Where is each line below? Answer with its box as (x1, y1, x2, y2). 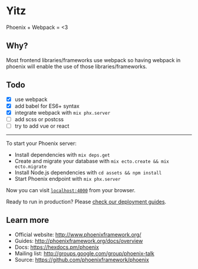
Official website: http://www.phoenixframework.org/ (14, 231, 141, 238)
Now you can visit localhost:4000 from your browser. (6, 186, 136, 193)
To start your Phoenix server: (6, 140, 77, 147)
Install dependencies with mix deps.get (14, 151, 110, 158)
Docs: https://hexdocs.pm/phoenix (14, 244, 99, 251)
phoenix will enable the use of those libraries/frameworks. (6, 63, 147, 70)
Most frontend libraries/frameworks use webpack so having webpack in (6, 56, 181, 63)
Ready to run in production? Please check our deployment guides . (6, 198, 167, 205)
